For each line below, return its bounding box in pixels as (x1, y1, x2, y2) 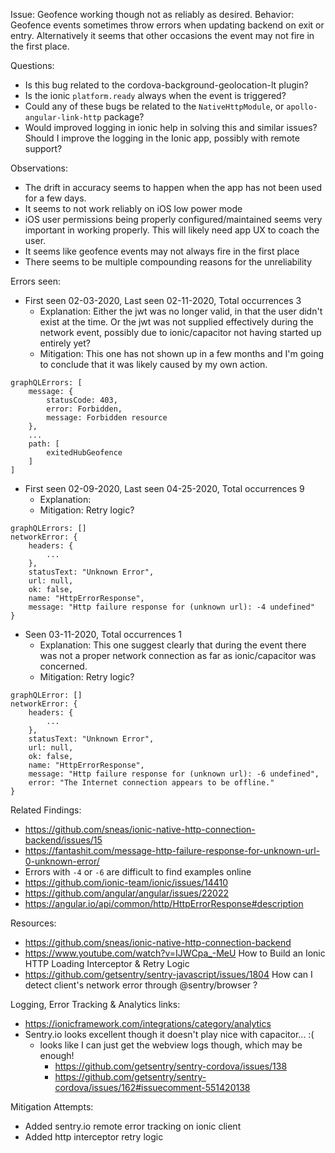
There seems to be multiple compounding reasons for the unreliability (24, 256, 313, 268)
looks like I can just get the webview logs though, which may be (39, 1039, 303, 1051)
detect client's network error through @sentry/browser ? (24, 979, 258, 991)
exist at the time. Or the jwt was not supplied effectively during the (39, 316, 314, 328)
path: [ (28, 439, 60, 449)
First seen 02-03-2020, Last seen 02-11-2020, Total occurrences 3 (24, 295, 302, 306)
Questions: (10, 60, 55, 71)
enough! (39, 1050, 75, 1061)
